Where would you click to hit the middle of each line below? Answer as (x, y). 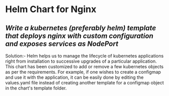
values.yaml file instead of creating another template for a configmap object (84, 83)
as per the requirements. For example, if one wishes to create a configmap (83, 72)
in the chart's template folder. (36, 88)
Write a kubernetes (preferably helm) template (81, 28)
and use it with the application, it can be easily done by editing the (74, 77)
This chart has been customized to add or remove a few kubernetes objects (84, 66)
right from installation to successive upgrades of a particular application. (81, 61)
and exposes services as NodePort (62, 44)
